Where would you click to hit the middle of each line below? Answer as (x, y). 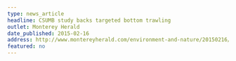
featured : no (26, 46)
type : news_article (36, 14)
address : (20, 40)
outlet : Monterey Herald (44, 27)
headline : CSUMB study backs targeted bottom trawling (89, 20)
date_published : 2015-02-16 (48, 33)
